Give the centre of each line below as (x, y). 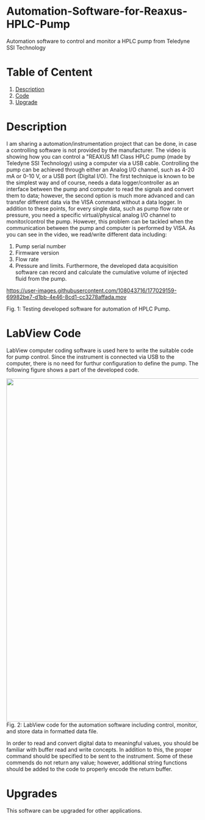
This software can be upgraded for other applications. (74, 810)
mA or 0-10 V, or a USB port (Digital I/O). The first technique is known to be (101, 176)
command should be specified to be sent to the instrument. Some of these (100, 756)
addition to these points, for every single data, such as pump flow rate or (98, 208)
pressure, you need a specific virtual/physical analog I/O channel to (91, 215)
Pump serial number (41, 246)
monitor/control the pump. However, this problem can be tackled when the (100, 221)
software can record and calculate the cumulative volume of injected (101, 272)
